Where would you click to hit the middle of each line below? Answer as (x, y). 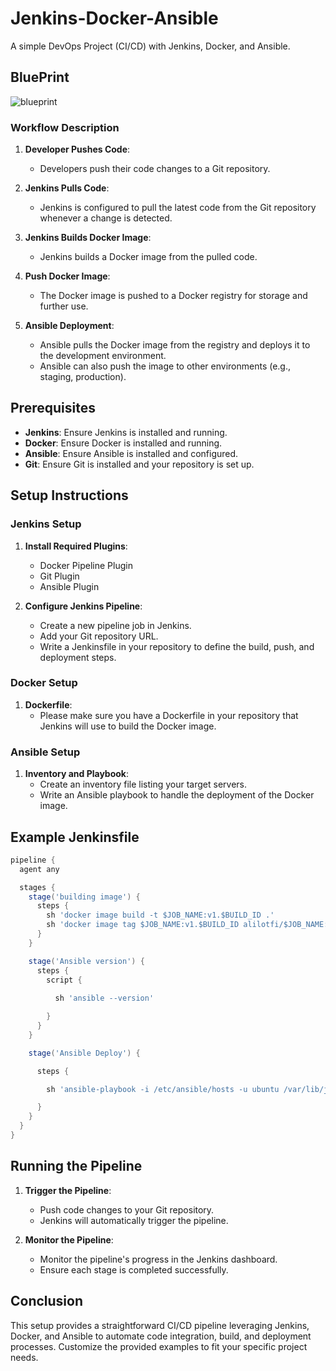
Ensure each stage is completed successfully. (134, 1269)
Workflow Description (65, 127)
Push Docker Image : (67, 276)
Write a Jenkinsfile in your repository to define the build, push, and (177, 646)
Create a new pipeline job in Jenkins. (115, 625)
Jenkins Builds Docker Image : (88, 238)
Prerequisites (53, 408)
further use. (64, 306)
